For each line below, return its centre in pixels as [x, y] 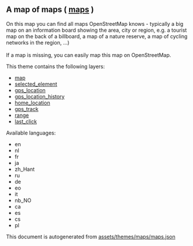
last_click [25, 121]
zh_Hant [25, 169]
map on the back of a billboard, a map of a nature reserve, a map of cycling [97, 36]
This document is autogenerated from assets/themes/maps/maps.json [91, 237]
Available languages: [31, 133]
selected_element [36, 84]
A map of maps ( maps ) [50, 10]
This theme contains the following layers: [56, 66]
